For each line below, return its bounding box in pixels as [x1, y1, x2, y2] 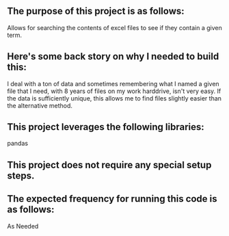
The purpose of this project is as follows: [7, 5, 185, 17]
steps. [7, 170, 35, 181]
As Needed [7, 222, 39, 230]
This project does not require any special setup [7, 159, 212, 170]
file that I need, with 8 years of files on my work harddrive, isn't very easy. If [7, 87, 221, 95]
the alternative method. [7, 101, 73, 109]
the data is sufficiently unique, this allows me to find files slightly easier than [7, 94, 222, 102]
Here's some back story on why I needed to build [7, 51, 219, 62]
